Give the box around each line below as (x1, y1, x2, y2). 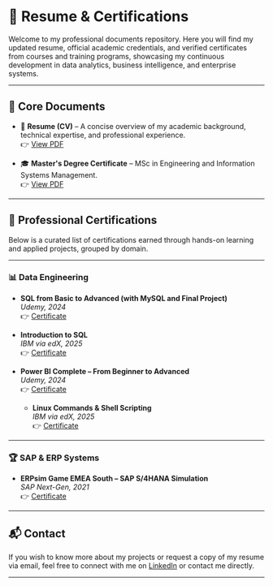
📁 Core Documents (8, 100, 106, 114)
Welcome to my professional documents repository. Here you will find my (8, 34, 253, 44)
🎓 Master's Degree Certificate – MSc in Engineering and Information (19, 158, 255, 168)
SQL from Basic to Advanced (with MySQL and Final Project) (19, 293, 227, 303)
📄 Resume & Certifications (8, 7, 189, 26)
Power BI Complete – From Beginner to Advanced (19, 366, 189, 376)
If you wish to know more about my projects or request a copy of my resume (8, 552, 265, 562)
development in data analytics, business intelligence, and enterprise (8, 60, 236, 70)
